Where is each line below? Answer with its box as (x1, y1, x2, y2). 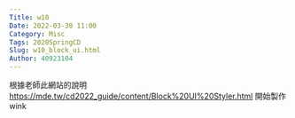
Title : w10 (9, 12, 50, 22)
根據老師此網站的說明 (9, 80, 87, 90)
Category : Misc (9, 29, 66, 38)
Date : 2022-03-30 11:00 (9, 21, 97, 30)
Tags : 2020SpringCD (9, 37, 82, 47)
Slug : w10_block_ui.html (9, 46, 101, 55)
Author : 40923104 (9, 54, 74, 63)
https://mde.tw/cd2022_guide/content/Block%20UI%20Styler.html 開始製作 (9, 90, 286, 101)
